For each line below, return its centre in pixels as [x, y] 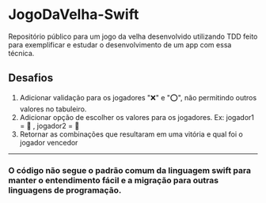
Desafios [31, 78]
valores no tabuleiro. [53, 109]
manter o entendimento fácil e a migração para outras [114, 180]
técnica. [21, 53]
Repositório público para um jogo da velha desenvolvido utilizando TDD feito [133, 36]
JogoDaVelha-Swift [74, 15]
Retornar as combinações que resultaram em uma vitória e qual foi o [131, 134]
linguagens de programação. [65, 190]
